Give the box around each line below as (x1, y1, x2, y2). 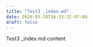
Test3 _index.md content (6, 35, 66, 42)
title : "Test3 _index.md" (6, 8, 69, 15)
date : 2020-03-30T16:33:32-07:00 (6, 14, 88, 20)
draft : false (6, 19, 38, 25)
